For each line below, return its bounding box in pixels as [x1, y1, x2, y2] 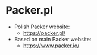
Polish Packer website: [14, 23, 70, 30]
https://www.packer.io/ [23, 42, 80, 49]
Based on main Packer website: [14, 35, 92, 43]
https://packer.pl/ [23, 29, 66, 36]
